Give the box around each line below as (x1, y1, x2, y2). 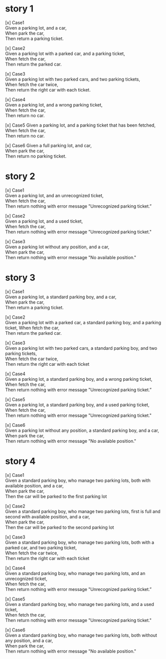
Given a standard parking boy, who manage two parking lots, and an (5, 570, 146, 576)
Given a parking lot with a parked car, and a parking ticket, (5, 51, 126, 57)
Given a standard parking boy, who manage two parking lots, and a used (5, 601, 155, 607)
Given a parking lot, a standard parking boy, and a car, (5, 294, 117, 300)
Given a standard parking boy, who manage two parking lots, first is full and (5, 508, 161, 514)
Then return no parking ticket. (5, 153, 67, 159)
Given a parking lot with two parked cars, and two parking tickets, (5, 76, 141, 82)
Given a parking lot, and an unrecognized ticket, (5, 192, 104, 198)
